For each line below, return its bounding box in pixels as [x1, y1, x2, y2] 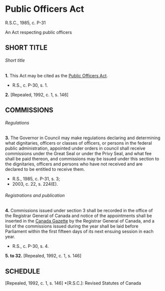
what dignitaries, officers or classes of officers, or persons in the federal [5, 140, 152, 146]
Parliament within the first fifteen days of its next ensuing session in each [5, 228, 154, 234]
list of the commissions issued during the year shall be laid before [5, 223, 139, 229]
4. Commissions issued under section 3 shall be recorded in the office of [5, 208, 153, 214]
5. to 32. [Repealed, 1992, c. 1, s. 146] [5, 253, 82, 259]
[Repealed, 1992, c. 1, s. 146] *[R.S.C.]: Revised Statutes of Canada [5, 280, 141, 286]
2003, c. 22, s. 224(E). [12, 181, 58, 187]
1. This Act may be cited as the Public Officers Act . [5, 72, 108, 78]
